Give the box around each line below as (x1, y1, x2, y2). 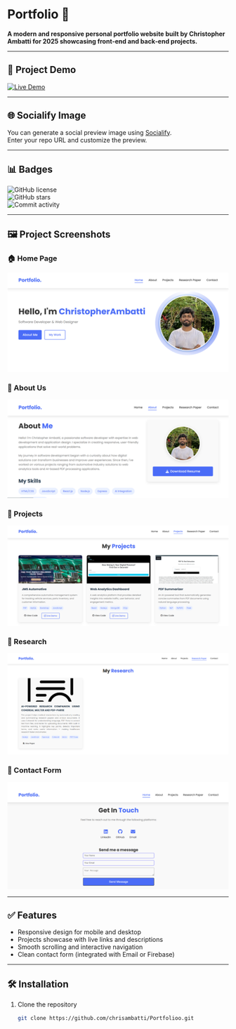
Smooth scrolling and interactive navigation (17, 943, 143, 951)
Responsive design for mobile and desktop (17, 928, 142, 936)
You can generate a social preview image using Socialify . (7, 128, 172, 136)
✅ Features (7, 910, 58, 922)
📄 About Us (7, 383, 47, 393)
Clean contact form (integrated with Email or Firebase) (17, 950, 175, 959)
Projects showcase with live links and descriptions (17, 936, 164, 944)
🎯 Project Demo (7, 64, 77, 76)
